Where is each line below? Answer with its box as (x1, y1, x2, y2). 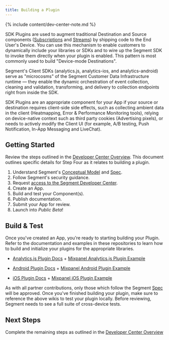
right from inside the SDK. (5, 89, 59, 95)
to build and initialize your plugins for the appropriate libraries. (5, 246, 135, 252)
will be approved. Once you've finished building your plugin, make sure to (5, 290, 158, 296)
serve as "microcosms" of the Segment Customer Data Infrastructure (5, 73, 149, 79)
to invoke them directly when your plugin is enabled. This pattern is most (5, 53, 156, 59)
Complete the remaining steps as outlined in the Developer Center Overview (5, 329, 163, 335)
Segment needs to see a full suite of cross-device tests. (5, 301, 122, 307)
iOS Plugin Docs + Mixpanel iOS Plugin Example (12, 275, 112, 281)
